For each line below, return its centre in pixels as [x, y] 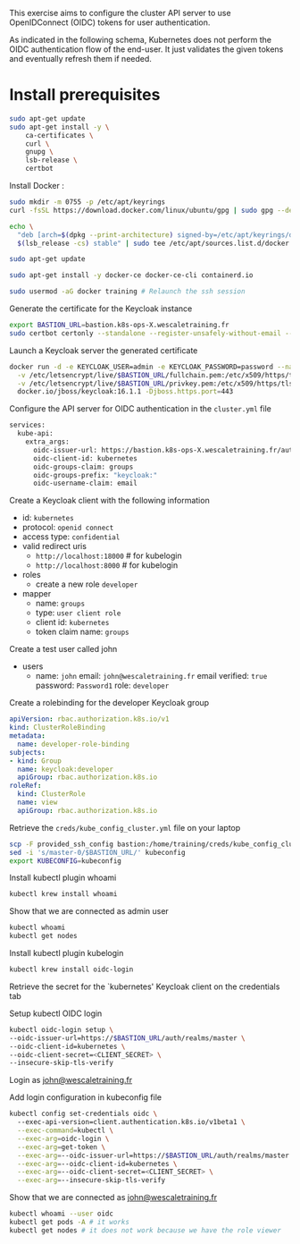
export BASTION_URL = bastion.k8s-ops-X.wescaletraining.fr [119, 326]
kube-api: [35, 434]
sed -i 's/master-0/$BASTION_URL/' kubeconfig [97, 852]
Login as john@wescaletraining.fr [71, 1080]
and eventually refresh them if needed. [80, 59]
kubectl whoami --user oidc [62, 1214]
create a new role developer [87, 584]
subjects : [28, 752]
